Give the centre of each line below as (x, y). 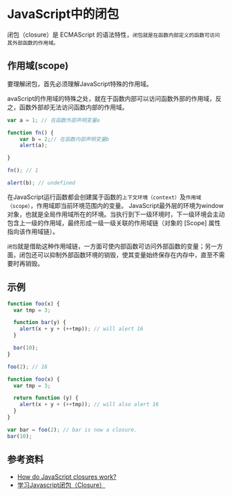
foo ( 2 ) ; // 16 (28, 367)
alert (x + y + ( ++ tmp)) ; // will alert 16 (81, 329)
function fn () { (30, 133)
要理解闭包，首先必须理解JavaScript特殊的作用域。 (80, 84)
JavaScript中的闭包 (63, 14)
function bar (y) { (40, 323)
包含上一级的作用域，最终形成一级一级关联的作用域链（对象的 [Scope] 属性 (114, 222)
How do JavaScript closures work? (67, 477)
